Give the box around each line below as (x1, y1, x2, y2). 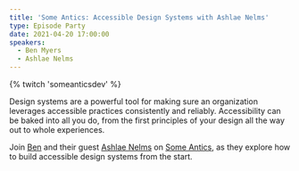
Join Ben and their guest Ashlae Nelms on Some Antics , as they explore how (9, 142, 291, 152)
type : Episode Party (9, 21, 87, 30)
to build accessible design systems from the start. (9, 151, 194, 161)
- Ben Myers (17, 46, 62, 55)
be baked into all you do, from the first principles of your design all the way (9, 115, 286, 126)
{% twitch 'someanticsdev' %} (9, 79, 122, 89)
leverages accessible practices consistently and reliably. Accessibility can (9, 106, 281, 116)
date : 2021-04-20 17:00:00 (9, 29, 110, 38)
